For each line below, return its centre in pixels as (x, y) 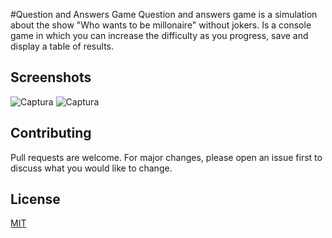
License (35, 199)
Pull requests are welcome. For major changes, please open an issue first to (166, 157)
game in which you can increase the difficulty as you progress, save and (159, 35)
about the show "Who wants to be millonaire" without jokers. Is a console (161, 25)
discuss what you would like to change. (91, 168)
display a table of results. (62, 46)
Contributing (51, 133)
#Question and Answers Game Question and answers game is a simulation (164, 14)
